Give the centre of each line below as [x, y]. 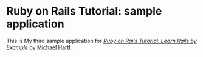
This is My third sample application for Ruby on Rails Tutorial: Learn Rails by [101, 41]
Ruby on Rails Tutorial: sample [84, 11]
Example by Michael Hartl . [39, 47]
